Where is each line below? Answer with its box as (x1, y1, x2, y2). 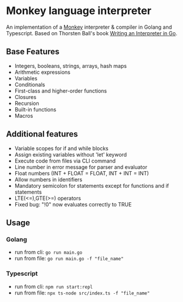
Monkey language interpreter (6, 4, 152, 18)
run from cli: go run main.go (14, 249, 83, 256)
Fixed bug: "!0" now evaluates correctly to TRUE (14, 201, 132, 208)
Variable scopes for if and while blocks (14, 145, 109, 152)
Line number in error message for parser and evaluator (14, 163, 148, 171)
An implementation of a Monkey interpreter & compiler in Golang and (6, 23, 172, 30)
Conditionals (14, 81, 45, 88)
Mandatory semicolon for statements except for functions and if (14, 182, 169, 189)
